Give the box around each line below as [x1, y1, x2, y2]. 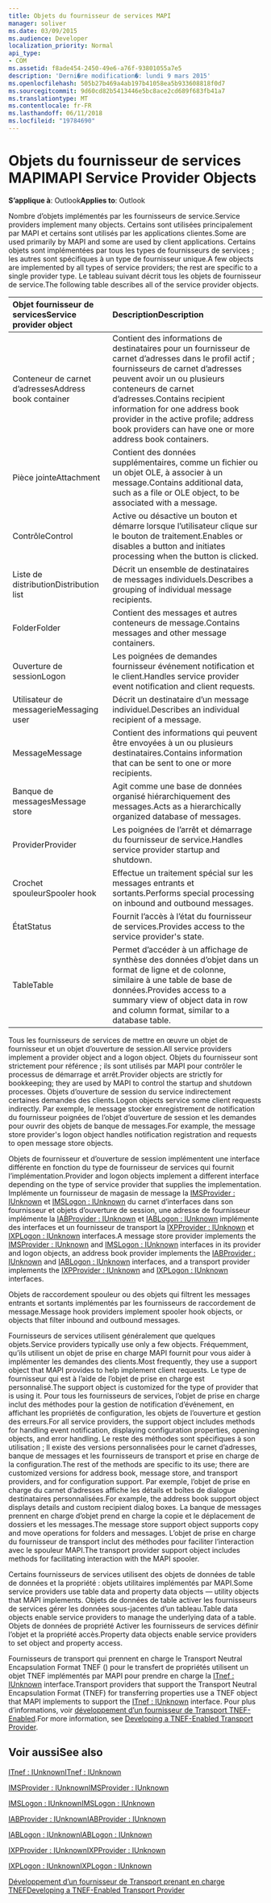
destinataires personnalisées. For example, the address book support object [8, 1494, 260, 1504]
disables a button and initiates [112, 540, 226, 551]
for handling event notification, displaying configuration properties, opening [8, 1425, 260, 1435]
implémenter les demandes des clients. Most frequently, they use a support [8, 1357, 257, 1366]
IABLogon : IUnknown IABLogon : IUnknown [8, 1830, 152, 1839]
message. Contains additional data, [112, 477, 244, 488]
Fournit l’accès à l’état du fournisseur [112, 910, 252, 922]
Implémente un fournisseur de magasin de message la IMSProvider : [8, 1188, 236, 1198]
